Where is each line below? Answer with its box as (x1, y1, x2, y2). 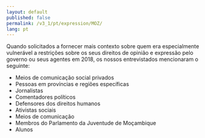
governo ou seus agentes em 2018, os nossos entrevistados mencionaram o (6, 56, 199, 63)
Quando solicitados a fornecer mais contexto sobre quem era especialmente (6, 43, 199, 50)
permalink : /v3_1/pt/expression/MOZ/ (6, 20, 103, 26)
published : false (6, 15, 51, 21)
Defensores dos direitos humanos (15, 100, 101, 107)
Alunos (15, 126, 34, 133)
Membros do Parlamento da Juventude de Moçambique (15, 120, 157, 127)
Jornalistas (15, 87, 43, 95)
